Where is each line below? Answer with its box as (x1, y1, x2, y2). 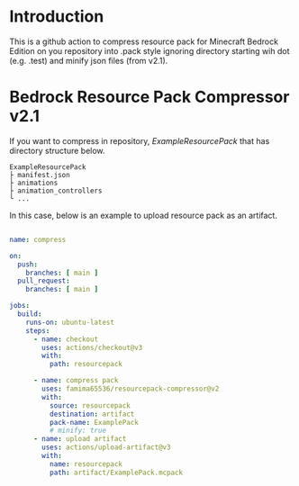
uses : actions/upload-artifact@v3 (41, 443, 171, 452)
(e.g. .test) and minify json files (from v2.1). (9, 55, 168, 66)
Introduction (9, 6, 104, 27)
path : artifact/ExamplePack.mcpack (49, 468, 183, 477)
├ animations (9, 178, 59, 187)
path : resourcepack (49, 360, 123, 369)
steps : (25, 326, 50, 335)
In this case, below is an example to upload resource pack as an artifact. (9, 210, 277, 220)
